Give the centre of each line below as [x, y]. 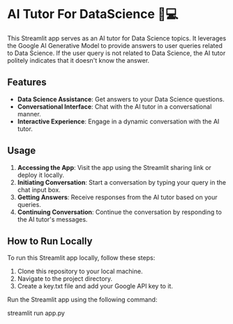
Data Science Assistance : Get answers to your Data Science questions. [121, 99]
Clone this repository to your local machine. [80, 271]
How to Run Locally [50, 241]
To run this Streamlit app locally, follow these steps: [81, 258]
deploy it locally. [41, 175]
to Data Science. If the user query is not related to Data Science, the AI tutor [116, 53]
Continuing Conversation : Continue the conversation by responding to [119, 212]
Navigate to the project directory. [65, 279]
